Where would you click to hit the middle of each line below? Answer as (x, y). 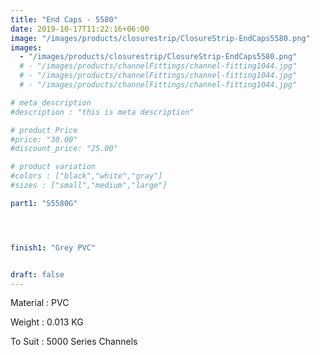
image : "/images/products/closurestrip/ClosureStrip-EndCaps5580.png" (160, 38)
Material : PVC (40, 303)
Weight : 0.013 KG (47, 322)
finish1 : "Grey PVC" (53, 247)
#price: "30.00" (44, 139)
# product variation (53, 167)
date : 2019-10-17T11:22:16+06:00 (80, 29)
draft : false (37, 274)
